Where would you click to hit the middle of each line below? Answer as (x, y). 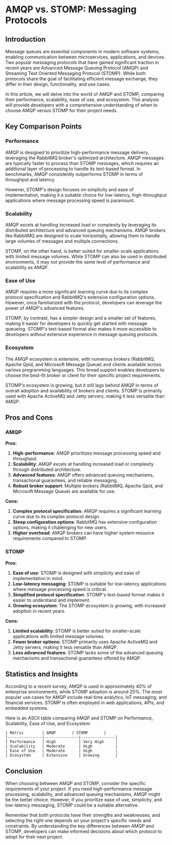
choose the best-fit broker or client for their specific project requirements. (83, 375)
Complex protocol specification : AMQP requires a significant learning (87, 511)
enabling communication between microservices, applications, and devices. (85, 57)
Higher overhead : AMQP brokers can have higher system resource (83, 533)
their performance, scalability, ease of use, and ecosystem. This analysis (82, 99)
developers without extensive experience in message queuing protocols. (82, 335)
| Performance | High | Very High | (61, 742)
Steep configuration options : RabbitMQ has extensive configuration (85, 522)
